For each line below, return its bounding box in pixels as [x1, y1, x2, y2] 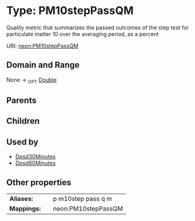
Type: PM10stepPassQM [6, 4, 134, 18]
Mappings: [9, 204, 42, 212]
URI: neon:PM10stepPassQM [6, 42, 78, 49]
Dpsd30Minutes [15, 153, 56, 161]
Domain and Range [6, 60, 80, 70]
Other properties [6, 177, 72, 187]
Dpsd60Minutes [15, 159, 56, 167]
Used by [6, 137, 39, 147]
